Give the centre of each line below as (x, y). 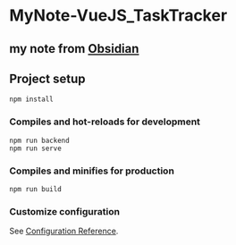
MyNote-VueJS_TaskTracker (118, 16)
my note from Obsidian (74, 49)
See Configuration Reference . (64, 231)
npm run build (36, 189)
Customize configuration (65, 211)
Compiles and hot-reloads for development (105, 122)
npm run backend (39, 140)
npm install (31, 99)
